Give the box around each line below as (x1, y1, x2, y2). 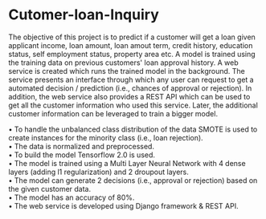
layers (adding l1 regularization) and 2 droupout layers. (8, 167, 189, 176)
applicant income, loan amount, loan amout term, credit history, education (8, 40, 253, 50)
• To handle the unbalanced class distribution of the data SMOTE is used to (8, 124, 258, 134)
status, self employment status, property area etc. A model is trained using (8, 49, 256, 59)
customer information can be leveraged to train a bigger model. (8, 108, 219, 118)
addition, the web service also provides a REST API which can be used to (8, 91, 251, 101)
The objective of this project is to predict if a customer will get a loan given (8, 32, 256, 42)
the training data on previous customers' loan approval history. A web (8, 58, 239, 67)
